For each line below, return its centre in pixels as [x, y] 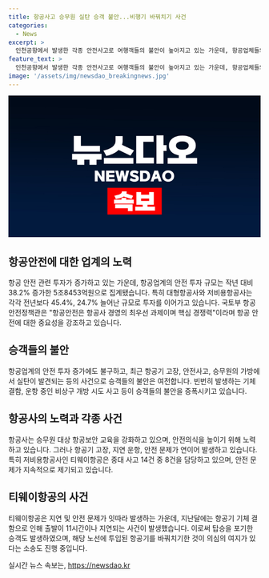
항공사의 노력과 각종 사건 [65, 419]
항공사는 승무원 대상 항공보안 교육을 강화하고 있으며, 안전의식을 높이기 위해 [125, 440]
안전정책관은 [28, 313]
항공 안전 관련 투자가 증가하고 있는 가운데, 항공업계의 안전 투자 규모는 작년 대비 [131, 283]
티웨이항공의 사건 [48, 498]
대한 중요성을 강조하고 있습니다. [72, 323]
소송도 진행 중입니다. [55, 548]
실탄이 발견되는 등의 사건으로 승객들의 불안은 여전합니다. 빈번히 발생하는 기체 [136, 381]
